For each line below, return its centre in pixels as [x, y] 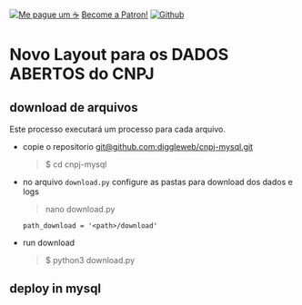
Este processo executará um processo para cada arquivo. [117, 129]
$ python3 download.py [90, 260]
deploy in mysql [55, 289]
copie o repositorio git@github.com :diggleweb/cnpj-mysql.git [137, 147]
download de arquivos [74, 108]
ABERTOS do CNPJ [82, 74]
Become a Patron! [115, 15]
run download [49, 242]
